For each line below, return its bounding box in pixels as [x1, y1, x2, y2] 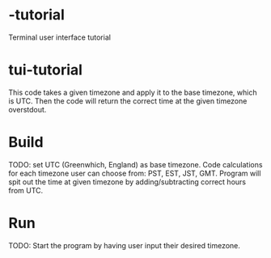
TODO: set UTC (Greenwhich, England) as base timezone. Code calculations [8, 159, 263, 169]
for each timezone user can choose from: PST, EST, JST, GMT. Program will [8, 168, 261, 178]
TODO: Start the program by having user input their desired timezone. [8, 240, 241, 250]
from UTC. [8, 185, 44, 195]
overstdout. [8, 104, 47, 114]
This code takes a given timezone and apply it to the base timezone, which [8, 87, 257, 97]
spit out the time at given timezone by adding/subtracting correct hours [8, 176, 247, 187]
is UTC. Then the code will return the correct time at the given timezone [8, 95, 248, 106]
